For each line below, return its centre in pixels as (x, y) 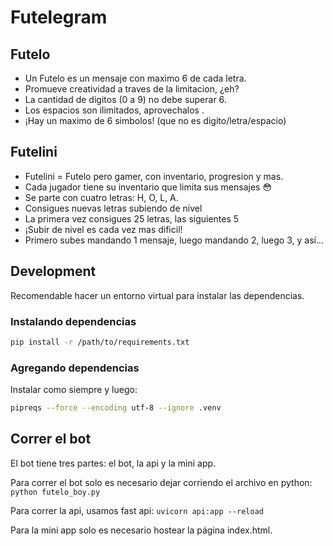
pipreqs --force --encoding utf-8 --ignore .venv (116, 408)
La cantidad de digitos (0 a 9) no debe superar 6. (125, 99)
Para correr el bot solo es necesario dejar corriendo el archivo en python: (161, 482)
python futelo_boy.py (55, 492)
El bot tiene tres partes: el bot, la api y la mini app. (113, 463)
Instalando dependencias (73, 321)
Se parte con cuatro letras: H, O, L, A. (101, 197)
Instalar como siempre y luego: (74, 390)
